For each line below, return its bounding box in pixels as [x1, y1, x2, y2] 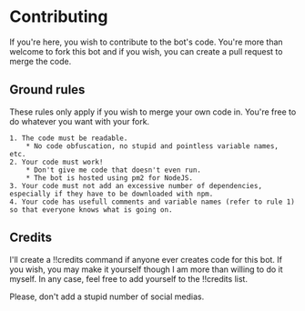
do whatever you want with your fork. [9, 115, 150, 126]
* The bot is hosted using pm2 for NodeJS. [25, 173, 194, 183]
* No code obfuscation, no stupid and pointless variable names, [25, 141, 280, 151]
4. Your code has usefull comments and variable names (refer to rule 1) [9, 197, 296, 206]
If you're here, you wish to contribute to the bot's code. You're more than [9, 36, 284, 47]
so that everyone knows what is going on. [9, 205, 173, 215]
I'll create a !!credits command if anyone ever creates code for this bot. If [9, 254, 283, 265]
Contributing [9, 6, 108, 27]
